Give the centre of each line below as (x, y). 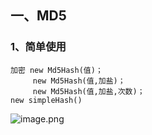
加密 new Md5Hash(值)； (56, 70)
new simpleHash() (46, 100)
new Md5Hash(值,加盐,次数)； (88, 91)
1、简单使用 (38, 47)
